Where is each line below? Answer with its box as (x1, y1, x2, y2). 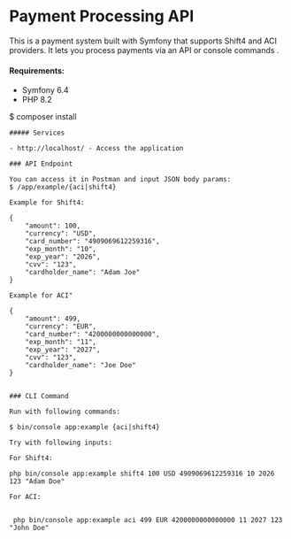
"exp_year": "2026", (25, 252, 101, 262)
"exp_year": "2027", (25, 345, 101, 355)
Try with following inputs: (9, 438, 113, 448)
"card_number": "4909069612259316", (25, 237, 161, 246)
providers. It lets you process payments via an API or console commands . (9, 44, 280, 55)
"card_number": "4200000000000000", (25, 330, 161, 339)
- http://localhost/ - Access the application (9, 144, 184, 153)
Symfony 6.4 (21, 85, 69, 96)
